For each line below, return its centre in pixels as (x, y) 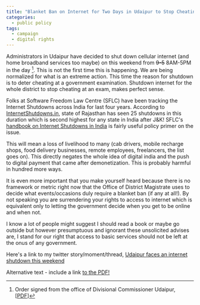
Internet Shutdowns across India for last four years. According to (85, 107)
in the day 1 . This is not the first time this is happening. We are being (90, 69)
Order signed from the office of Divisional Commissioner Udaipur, (95, 289)
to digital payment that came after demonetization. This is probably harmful (99, 163)
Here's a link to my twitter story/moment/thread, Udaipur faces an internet (97, 254)
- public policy (32, 23)
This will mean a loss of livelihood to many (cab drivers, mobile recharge (95, 144)
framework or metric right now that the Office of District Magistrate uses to (98, 187)
